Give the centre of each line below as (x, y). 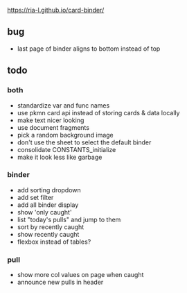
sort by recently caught (51, 227)
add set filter (35, 197)
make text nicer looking (51, 120)
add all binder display (48, 205)
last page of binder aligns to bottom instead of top (89, 49)
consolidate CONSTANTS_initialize (66, 149)
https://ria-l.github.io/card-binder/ (56, 10)
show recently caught (48, 234)
